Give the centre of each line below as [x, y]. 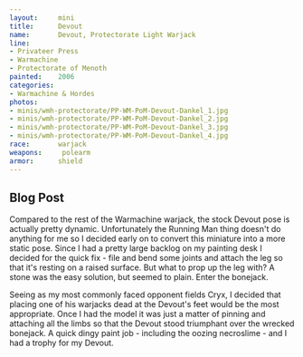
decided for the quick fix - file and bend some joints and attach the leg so [146, 258]
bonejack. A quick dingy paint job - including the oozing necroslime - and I [148, 333]
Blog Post [37, 197]
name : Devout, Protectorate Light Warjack [103, 34]
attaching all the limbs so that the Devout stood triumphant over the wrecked [152, 323]
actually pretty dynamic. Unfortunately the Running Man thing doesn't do [145, 229]
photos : [24, 102]
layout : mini [42, 18]
